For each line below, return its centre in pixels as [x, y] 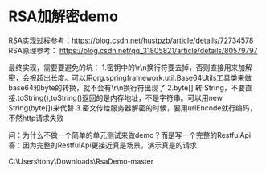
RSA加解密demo [63, 17]
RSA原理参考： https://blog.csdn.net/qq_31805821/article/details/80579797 [133, 50]
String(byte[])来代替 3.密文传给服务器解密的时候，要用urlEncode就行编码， [133, 108]
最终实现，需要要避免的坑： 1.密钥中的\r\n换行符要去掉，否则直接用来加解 [131, 67]
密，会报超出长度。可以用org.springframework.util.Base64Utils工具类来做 [130, 77]
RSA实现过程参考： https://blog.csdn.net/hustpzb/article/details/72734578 [131, 40]
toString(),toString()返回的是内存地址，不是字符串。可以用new [120, 97]
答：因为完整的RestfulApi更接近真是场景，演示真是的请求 [103, 145]
